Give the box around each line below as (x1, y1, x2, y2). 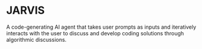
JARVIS (6, 4, 45, 17)
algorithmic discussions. (6, 36, 67, 43)
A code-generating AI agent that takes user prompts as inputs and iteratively (6, 23, 197, 30)
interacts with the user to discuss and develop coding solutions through (6, 29, 185, 36)
